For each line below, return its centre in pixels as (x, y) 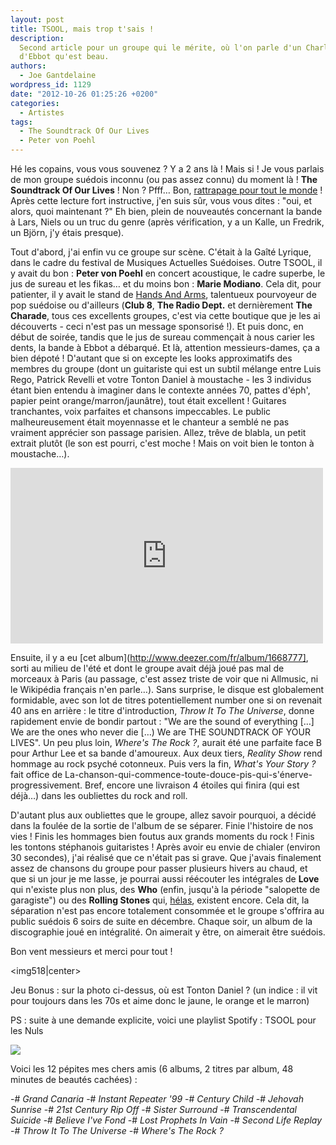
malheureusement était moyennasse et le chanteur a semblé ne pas (150, 422)
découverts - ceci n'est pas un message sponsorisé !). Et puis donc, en (157, 326)
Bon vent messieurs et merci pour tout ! (91, 951)
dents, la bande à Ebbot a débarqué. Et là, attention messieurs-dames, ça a (165, 347)
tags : (21, 122)
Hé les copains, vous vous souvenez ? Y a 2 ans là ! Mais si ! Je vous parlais (167, 169)
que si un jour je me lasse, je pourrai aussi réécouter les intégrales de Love (165, 879)
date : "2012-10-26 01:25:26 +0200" (84, 94)
